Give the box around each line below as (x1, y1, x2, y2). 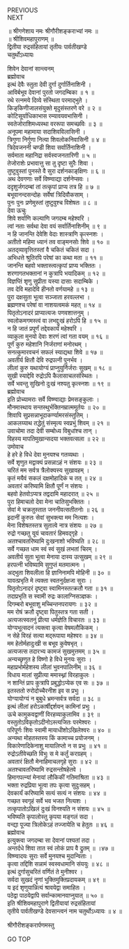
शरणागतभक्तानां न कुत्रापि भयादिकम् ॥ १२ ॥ (7, 269, 106, 277)
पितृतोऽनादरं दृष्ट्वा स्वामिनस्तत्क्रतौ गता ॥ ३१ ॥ (7, 584, 114, 592)
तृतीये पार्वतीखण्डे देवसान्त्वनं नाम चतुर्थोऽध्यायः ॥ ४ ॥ (7, 907, 122, 915)
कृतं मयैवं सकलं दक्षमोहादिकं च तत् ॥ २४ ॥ (7, 474, 103, 482)
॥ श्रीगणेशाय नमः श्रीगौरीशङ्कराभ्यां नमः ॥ (7, 27, 99, 35)
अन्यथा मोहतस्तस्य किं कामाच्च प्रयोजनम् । (7, 734, 100, 742)
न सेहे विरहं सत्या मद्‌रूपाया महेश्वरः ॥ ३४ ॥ (7, 631, 103, 640)
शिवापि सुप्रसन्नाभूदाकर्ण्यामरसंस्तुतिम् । (7, 411, 89, 419)
